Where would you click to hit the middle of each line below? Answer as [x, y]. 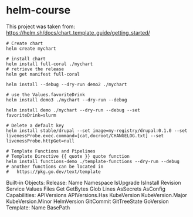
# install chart [26, 59]
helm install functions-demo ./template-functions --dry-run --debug [93, 161]
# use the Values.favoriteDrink [45, 94]
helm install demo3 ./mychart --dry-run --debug [67, 100]
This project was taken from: [40, 26]
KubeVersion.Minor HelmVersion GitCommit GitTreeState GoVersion [87, 201]
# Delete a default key [35, 126]
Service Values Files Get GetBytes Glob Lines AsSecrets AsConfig [86, 189]
